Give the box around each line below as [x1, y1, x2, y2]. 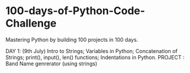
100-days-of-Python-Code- [5, 4, 145, 18]
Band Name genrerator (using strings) [5, 60, 98, 67]
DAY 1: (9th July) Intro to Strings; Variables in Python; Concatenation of [5, 47, 178, 54]
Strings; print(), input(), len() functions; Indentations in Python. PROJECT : [5, 54, 185, 61]
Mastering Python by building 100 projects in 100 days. [5, 36, 139, 43]
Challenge [5, 16, 57, 30]
